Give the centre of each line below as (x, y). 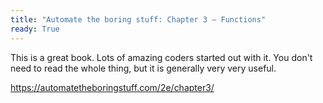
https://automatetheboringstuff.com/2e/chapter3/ (112, 87)
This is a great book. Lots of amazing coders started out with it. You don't (161, 57)
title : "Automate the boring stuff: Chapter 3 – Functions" (138, 19)
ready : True (35, 29)
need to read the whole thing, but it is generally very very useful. (143, 68)
